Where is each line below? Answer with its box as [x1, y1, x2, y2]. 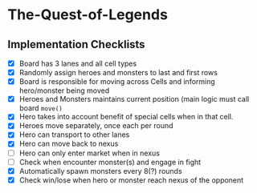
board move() [18, 103, 63, 113]
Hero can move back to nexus [18, 139, 119, 149]
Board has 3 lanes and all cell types [18, 58, 137, 68]
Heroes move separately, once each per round [18, 121, 173, 131]
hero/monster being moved [18, 86, 110, 95]
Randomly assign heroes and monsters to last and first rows [18, 68, 218, 78]
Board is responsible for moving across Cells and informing [18, 77, 216, 86]
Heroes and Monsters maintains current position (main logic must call [18, 94, 250, 104]
